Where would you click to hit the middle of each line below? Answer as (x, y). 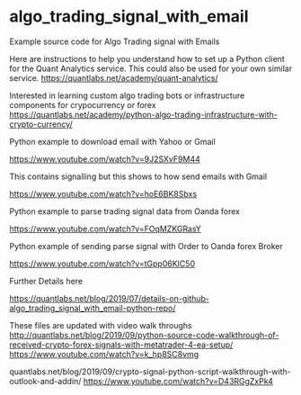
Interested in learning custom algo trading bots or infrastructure (127, 95)
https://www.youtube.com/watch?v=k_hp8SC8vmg (104, 354)
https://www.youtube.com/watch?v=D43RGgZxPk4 (178, 381)
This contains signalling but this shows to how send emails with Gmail (138, 176)
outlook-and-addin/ (45, 381)
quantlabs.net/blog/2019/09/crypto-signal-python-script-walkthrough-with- (150, 372)
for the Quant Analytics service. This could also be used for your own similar (151, 68)
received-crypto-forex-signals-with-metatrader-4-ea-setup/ (121, 345)
